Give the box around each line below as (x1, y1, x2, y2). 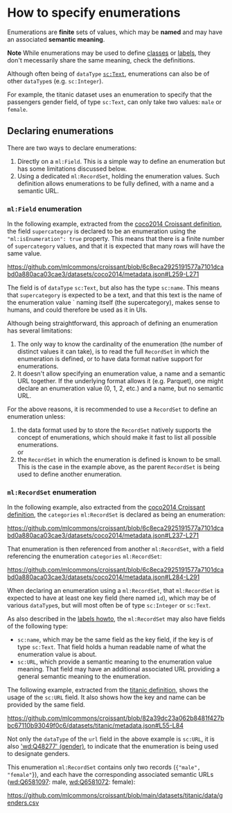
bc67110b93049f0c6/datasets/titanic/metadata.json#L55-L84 (7, 721, 184, 730)
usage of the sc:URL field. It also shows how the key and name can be (7, 693, 206, 702)
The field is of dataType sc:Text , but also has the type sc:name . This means (7, 283, 220, 292)
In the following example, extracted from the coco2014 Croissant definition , (7, 220, 222, 228)
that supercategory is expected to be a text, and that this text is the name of (7, 291, 223, 299)
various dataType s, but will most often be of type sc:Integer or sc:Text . (7, 601, 211, 610)
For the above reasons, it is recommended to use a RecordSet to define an (7, 405, 217, 414)
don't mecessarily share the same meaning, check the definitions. (7, 56, 195, 64)
